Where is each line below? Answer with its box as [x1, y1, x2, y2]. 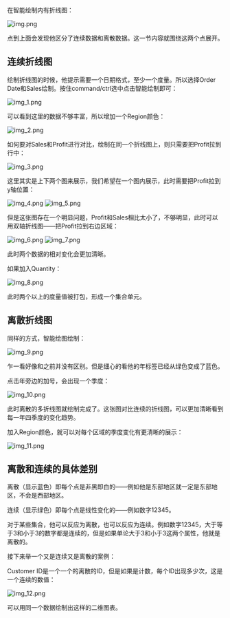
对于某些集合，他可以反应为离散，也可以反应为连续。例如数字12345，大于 [7, 520, 218, 529]
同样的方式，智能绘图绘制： [7, 334, 86, 342]
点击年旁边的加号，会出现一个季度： [7, 376, 110, 385]
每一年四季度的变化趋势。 [7, 413, 80, 421]
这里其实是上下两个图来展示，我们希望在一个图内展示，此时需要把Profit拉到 [7, 176, 221, 184]
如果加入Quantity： [7, 264, 62, 273]
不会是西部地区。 [19, 491, 67, 500]
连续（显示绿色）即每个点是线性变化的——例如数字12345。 [7, 506, 175, 514]
